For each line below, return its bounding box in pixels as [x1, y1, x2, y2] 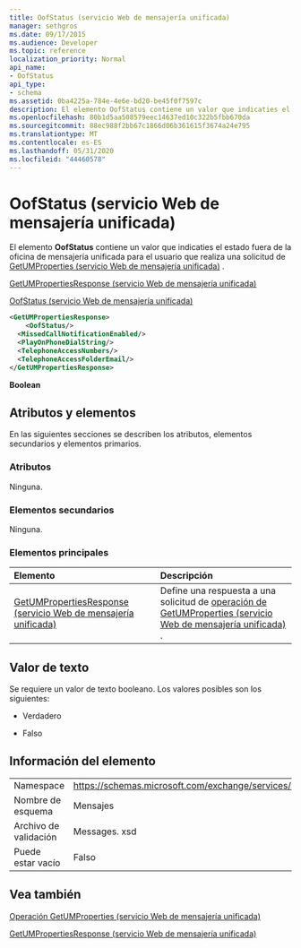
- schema [9, 88, 42, 97]
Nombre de [13, 794, 61, 806]
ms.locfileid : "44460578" [9, 154, 106, 164]
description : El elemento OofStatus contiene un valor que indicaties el [9, 105, 291, 114]
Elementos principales [9, 546, 109, 558]
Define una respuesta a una [159, 584, 276, 597]
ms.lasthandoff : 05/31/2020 [9, 146, 115, 155]
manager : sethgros [9, 22, 78, 30]
